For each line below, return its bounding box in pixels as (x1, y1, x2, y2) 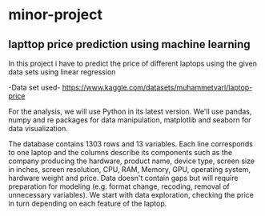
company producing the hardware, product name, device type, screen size (8, 156, 255, 166)
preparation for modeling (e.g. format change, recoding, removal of (8, 182, 231, 191)
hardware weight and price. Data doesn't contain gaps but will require (8, 174, 239, 182)
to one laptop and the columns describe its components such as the (8, 148, 233, 157)
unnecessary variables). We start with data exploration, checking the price (8, 190, 254, 199)
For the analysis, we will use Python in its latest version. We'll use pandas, (8, 106, 252, 116)
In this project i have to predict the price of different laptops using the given (8, 58, 258, 68)
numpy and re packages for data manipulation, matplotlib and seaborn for (8, 115, 251, 125)
